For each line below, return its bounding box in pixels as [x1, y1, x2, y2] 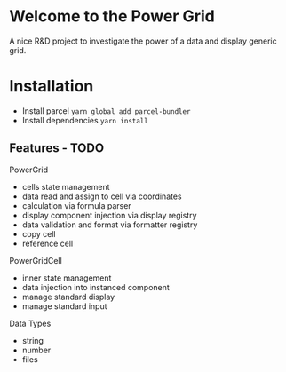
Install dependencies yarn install [21, 115, 148, 125]
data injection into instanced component [21, 281, 171, 292]
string [21, 335, 44, 345]
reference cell [21, 238, 74, 249]
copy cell [21, 228, 56, 239]
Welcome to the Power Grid [9, 6, 215, 27]
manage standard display [21, 291, 115, 302]
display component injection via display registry [21, 210, 197, 220]
